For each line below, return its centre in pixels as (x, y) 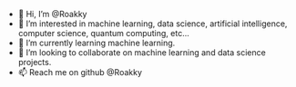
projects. (35, 62)
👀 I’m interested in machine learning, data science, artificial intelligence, (153, 24)
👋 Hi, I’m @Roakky (52, 14)
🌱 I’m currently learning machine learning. (97, 43)
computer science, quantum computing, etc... (103, 33)
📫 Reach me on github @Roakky (80, 72)
